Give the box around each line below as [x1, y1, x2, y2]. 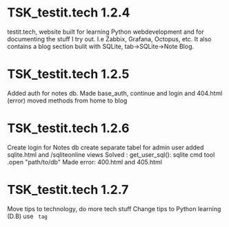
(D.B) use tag [7, 212, 48, 220]
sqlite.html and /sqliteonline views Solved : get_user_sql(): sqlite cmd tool [7, 150, 215, 159]
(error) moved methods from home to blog [7, 96, 128, 105]
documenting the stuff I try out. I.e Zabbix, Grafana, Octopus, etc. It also [7, 34, 212, 43]
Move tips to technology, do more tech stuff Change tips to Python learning [7, 204, 221, 213]
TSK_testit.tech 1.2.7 [7, 182, 129, 197]
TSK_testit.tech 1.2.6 [7, 120, 130, 136]
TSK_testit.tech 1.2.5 [7, 67, 130, 82]
